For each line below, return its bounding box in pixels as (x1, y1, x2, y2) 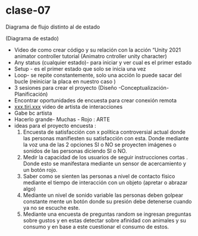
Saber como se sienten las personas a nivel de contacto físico (23, 172, 175, 180)
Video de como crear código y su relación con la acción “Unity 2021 (14, 46, 181, 54)
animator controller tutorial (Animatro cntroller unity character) (14, 52, 167, 59)
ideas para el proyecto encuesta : (14, 122, 96, 129)
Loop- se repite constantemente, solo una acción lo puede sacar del (14, 71, 182, 78)
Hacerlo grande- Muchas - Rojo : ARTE (14, 115, 111, 122)
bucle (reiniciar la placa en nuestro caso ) (14, 78, 117, 85)
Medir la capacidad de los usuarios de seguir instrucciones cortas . (23, 153, 188, 161)
